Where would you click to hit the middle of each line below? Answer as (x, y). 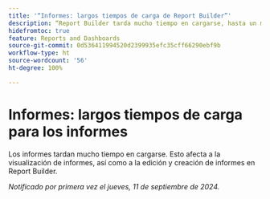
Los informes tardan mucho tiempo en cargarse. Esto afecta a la (115, 154)
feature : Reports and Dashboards (64, 38)
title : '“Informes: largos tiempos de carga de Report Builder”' (120, 16)
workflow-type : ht (39, 53)
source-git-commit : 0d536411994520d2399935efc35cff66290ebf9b (115, 46)
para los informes (68, 131)
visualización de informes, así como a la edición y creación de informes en (132, 162)
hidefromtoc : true (39, 30)
